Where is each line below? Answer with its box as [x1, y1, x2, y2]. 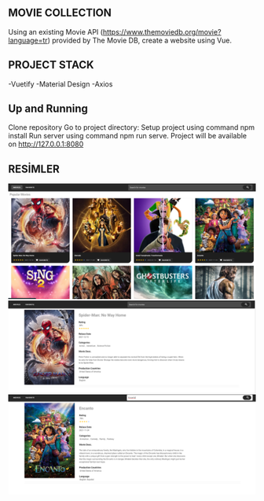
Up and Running [8, 102, 89, 116]
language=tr [8, 35, 49, 45]
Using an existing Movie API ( [8, 27, 104, 36]
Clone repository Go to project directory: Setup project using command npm [8, 123, 255, 132]
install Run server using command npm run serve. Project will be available [8, 131, 247, 141]
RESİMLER [8, 162, 60, 175]
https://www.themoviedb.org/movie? [102, 27, 222, 36]
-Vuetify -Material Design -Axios [8, 79, 113, 89]
